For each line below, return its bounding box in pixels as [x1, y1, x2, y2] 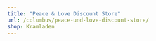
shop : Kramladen [7, 23, 55, 30]
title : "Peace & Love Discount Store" [7, 10, 121, 17]
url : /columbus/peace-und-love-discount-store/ [7, 17, 150, 24]
